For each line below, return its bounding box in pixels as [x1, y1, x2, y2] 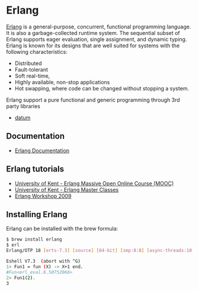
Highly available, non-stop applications [14, 78, 110, 86]
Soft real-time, [14, 72, 50, 79]
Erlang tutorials [6, 164, 64, 174]
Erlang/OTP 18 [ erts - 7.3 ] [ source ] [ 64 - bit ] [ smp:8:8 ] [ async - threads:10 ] [6, 248, 195, 254]
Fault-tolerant [14, 66, 49, 73]
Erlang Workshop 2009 [14, 192, 72, 199]
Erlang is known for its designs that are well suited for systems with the [6, 42, 180, 49]
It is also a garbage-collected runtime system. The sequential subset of [6, 29, 181, 36]
